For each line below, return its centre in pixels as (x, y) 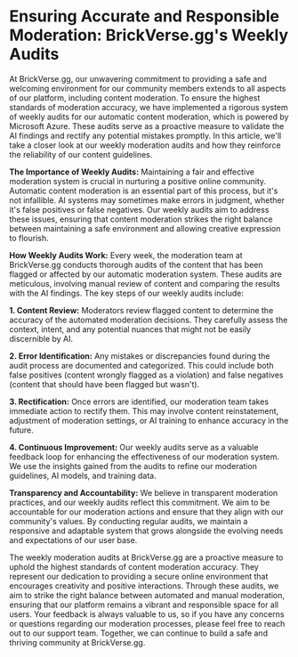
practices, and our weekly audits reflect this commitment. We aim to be (140, 502)
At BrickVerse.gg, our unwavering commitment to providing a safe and (138, 78)
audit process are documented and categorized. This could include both (141, 365)
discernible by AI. (41, 338)
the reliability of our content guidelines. (81, 154)
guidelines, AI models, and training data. (83, 475)
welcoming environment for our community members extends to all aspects (148, 88)
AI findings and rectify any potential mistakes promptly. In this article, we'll (145, 135)
